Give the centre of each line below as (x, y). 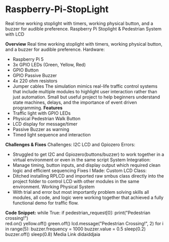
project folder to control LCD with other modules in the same (76, 181)
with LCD (15, 34)
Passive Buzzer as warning (41, 129)
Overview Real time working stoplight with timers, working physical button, (84, 44)
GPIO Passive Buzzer (35, 75)
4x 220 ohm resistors (35, 81)
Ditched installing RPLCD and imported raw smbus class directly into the (88, 176)
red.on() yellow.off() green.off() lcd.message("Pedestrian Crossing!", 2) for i (84, 223)
